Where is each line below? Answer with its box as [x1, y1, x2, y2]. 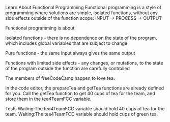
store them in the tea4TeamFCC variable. [5, 96, 92, 102]
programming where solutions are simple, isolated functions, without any [5, 10, 158, 16]
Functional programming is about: [5, 25, 76, 31]
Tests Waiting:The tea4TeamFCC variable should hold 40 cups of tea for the [5, 106, 165, 111]
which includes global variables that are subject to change [5, 40, 128, 46]
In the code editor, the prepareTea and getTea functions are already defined [5, 85, 164, 91]
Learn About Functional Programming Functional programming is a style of [5, 5, 162, 10]
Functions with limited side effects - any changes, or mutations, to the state [5, 60, 163, 66]
